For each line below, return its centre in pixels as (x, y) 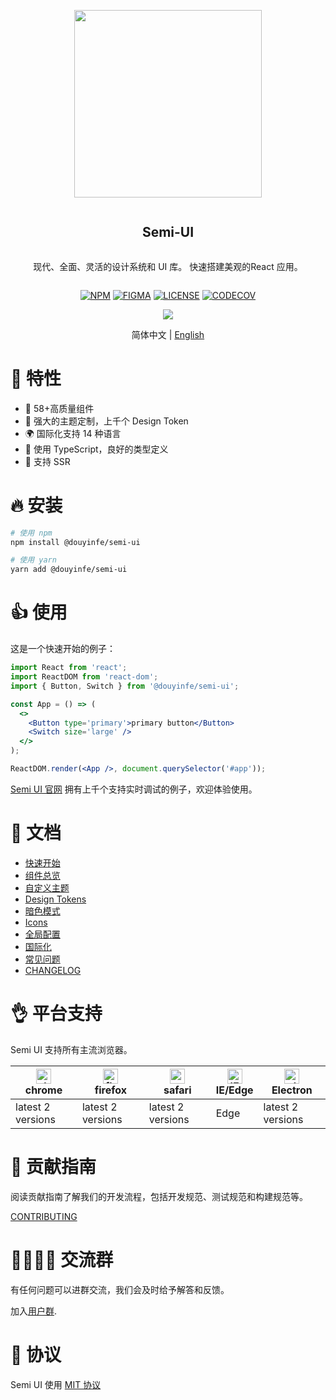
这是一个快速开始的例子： (63, 649)
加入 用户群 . (34, 1311)
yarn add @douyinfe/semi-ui (69, 570)
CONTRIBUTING (44, 1216)
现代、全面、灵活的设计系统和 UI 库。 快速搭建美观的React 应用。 (168, 266)
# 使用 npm (31, 533)
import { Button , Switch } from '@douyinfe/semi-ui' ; (125, 686)
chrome (43, 1090)
